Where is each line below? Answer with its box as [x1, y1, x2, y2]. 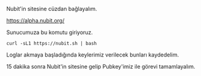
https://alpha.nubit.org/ [6, 17, 65, 24]
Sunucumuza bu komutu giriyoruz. [6, 29, 93, 36]
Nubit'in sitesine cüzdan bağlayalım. [6, 5, 98, 12]
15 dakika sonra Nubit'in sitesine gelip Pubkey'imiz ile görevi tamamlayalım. [6, 63, 196, 70]
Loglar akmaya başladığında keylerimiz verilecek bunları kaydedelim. [6, 51, 179, 58]
